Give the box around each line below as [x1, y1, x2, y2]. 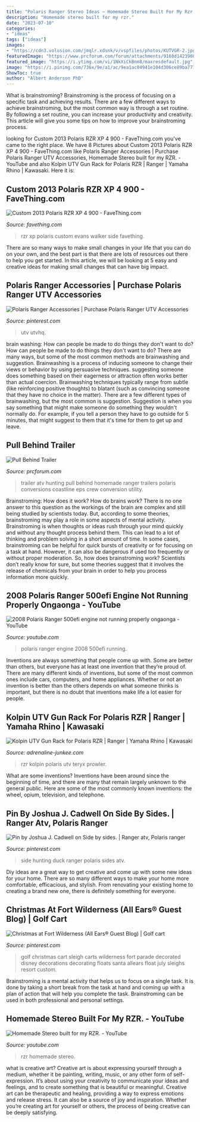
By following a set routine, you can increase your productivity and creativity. [6, 111, 193, 118]
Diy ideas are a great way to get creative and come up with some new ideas [6, 869, 192, 875]
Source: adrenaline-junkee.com [6, 749, 84, 756]
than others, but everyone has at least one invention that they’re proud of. [6, 663, 186, 670]
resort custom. [20, 965, 57, 973]
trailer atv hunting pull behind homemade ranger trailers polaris [20, 479, 176, 486]
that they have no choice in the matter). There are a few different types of [6, 391, 186, 398]
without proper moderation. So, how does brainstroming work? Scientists [6, 554, 186, 562]
